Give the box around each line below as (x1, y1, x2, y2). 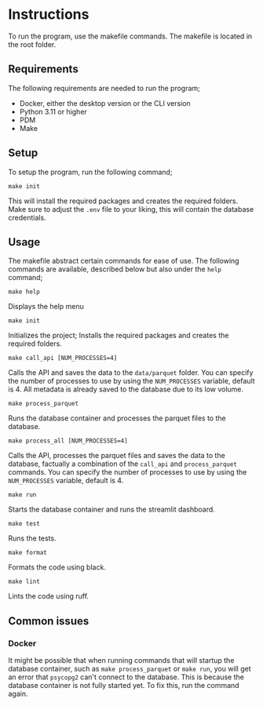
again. (8, 689, 29, 699)
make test (8, 520, 41, 528)
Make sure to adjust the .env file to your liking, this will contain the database (8, 204, 254, 213)
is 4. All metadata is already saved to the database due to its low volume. (8, 384, 244, 394)
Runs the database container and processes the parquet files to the (8, 413, 226, 423)
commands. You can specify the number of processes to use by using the (8, 468, 247, 477)
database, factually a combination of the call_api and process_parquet (8, 459, 238, 468)
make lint (8, 578, 41, 586)
